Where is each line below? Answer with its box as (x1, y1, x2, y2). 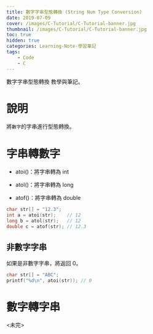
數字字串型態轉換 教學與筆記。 (6, 78, 84, 85)
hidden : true (6, 37, 40, 44)
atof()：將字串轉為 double (15, 194, 81, 202)
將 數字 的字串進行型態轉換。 (6, 123, 75, 131)
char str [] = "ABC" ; (6, 271, 60, 278)
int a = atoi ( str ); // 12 (6, 212, 81, 218)
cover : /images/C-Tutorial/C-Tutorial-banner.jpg (6, 20, 136, 26)
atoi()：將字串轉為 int (15, 168, 69, 175)
